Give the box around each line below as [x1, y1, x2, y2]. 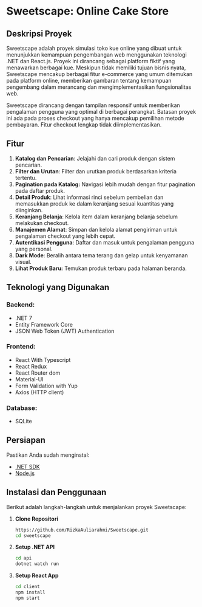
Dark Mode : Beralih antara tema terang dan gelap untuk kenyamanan [15, 251, 188, 259]
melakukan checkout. [15, 219, 69, 226]
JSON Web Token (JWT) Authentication [15, 327, 115, 335]
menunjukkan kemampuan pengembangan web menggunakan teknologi [6, 51, 187, 58]
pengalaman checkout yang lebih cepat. [15, 232, 116, 240]
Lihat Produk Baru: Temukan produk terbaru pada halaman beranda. [15, 265, 187, 272]
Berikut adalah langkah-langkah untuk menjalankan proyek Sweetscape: [6, 503, 187, 510]
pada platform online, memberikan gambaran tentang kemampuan [6, 77, 172, 84]
